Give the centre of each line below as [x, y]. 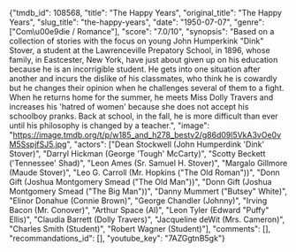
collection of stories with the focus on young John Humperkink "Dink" [137, 41]
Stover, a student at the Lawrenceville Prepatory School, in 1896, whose [140, 50]
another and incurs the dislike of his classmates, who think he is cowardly [143, 78]
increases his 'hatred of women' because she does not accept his [129, 107]
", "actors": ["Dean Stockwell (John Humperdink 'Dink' [165, 144]
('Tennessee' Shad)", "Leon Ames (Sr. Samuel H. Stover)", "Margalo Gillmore [148, 163]
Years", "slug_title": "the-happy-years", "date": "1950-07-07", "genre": [137, 22]
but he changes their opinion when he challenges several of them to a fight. [147, 88]
